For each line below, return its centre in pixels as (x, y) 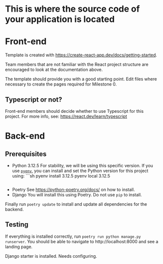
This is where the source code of (72, 9)
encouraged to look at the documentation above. (54, 70)
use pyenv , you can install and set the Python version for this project (80, 171)
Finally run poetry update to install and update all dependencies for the (76, 204)
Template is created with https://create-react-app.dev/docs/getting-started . (81, 55)
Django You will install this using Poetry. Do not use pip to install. (77, 194)
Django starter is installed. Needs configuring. (51, 256)
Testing (17, 225)
